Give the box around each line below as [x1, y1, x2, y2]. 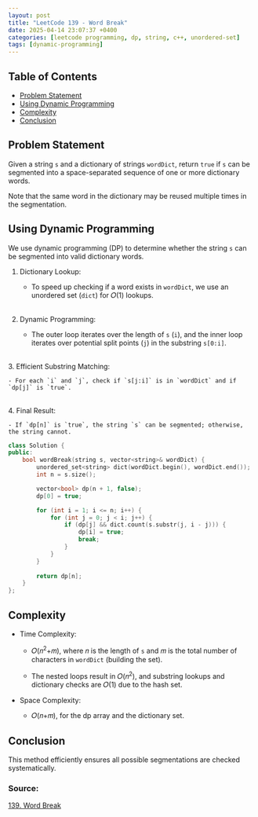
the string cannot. [8, 427, 72, 436]
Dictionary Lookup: [19, 266, 82, 276]
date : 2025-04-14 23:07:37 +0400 [8, 26, 118, 34]
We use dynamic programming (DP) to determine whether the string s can [8, 243, 247, 252]
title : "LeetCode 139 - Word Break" [8, 19, 128, 27]
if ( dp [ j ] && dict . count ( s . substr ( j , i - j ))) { [64, 521, 227, 529]
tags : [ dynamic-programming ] [8, 41, 104, 49]
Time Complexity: [19, 629, 77, 639]
